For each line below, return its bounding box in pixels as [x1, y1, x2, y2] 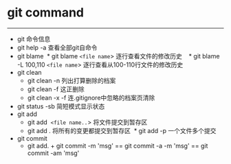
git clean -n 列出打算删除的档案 [27, 76, 116, 84]
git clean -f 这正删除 [27, 84, 85, 93]
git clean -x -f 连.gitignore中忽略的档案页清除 [27, 93, 155, 102]
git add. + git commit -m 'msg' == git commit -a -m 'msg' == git [27, 141, 208, 150]
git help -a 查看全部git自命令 [16, 43, 98, 51]
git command [7, 5, 85, 21]
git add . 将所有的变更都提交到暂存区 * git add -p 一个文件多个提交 [27, 126, 217, 134]
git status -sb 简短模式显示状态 [16, 102, 105, 110]
